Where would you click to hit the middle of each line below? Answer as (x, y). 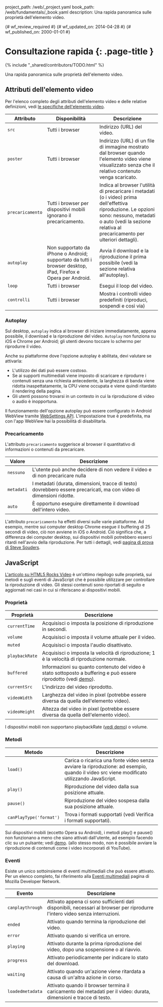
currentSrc (20, 687)
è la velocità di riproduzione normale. (84, 659)
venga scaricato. (118, 177)
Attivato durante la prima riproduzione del (94, 943)
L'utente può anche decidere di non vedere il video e (92, 470)
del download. (63, 964)
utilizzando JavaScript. (90, 778)
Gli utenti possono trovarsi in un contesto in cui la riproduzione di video (83, 396)
